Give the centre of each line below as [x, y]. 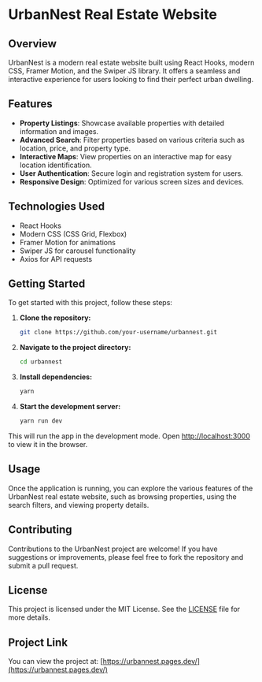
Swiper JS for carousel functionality [77, 251]
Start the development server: [70, 407]
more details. [30, 617]
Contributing [40, 530]
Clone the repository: [55, 318]
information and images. [59, 131]
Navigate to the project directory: [75, 348]
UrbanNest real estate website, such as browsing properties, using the [123, 496]
